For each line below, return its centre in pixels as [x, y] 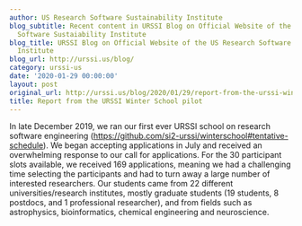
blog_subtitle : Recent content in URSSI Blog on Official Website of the [151, 26]
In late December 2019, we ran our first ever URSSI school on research [140, 126]
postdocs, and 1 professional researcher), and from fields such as [131, 203]
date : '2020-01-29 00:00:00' [64, 76]
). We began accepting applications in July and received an [153, 145]
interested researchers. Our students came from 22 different [121, 184]
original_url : [36, 92]
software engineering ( [52, 136]
